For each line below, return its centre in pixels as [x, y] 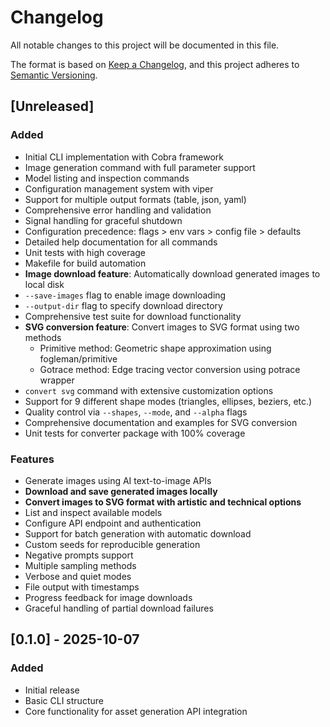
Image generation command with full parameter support [140, 167]
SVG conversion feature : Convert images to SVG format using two [162, 327]
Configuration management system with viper [119, 188]
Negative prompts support [79, 555]
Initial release [52, 690]
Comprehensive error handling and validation [118, 210]
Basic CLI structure [64, 700]
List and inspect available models [93, 512]
